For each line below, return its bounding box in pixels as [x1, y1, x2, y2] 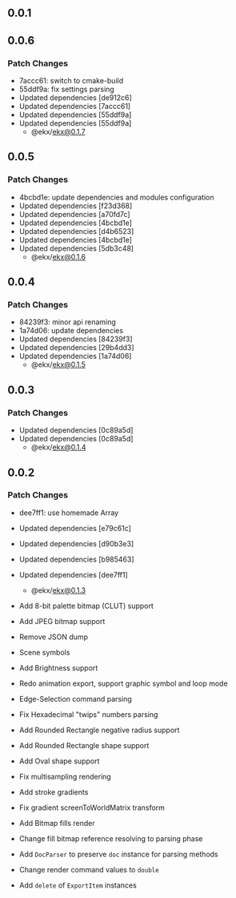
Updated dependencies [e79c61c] [18, 523, 131, 533]
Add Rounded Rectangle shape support [18, 740, 150, 750]
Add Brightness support [18, 662, 98, 672]
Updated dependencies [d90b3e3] [18, 538, 134, 548]
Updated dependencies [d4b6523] [18, 226, 134, 236]
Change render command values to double [18, 864, 159, 874]
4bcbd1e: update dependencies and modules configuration [18, 192, 214, 202]
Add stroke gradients [18, 787, 89, 796]
